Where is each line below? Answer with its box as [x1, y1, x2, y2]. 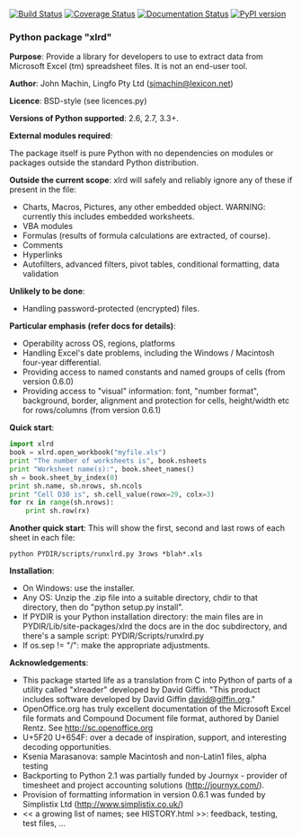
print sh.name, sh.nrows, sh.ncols [9, 481, 143, 490]
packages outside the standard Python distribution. [9, 157, 199, 168]
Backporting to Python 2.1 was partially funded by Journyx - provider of [22, 771, 288, 781]
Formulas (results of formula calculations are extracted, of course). [22, 230, 271, 242]
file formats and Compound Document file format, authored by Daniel [22, 713, 279, 724]
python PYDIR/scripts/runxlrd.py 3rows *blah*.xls [9, 550, 203, 559]
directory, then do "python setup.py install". [22, 602, 184, 612]
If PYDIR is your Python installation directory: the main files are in [22, 612, 263, 622]
